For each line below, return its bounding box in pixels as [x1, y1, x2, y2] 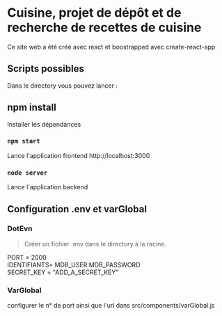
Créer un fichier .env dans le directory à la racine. [24, 239, 167, 248]
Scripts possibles [7, 63, 85, 74]
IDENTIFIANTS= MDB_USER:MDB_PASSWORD [7, 260, 141, 269]
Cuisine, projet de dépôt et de [7, 5, 182, 21]
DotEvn [7, 224, 33, 234]
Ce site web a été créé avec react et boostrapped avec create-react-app [7, 42, 216, 51]
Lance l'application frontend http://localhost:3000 [7, 151, 150, 159]
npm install [7, 102, 57, 113]
